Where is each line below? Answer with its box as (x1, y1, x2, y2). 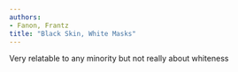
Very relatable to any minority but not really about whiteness (9, 54, 229, 64)
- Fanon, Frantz (9, 21, 69, 30)
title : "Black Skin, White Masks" (9, 29, 137, 38)
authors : (9, 12, 42, 22)
